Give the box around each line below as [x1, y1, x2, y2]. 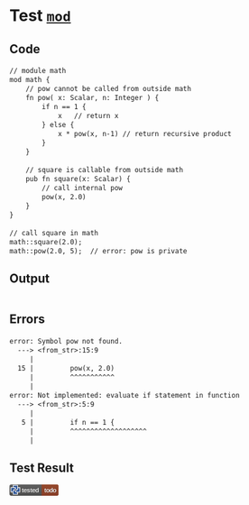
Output [9, 271, 50, 287]
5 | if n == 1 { [21, 418, 115, 427]
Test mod [9, 5, 71, 26]
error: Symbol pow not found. [9, 336, 124, 345]
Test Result [9, 461, 74, 476]
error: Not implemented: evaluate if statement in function [9, 390, 241, 399]
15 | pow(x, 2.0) [17, 363, 115, 372]
